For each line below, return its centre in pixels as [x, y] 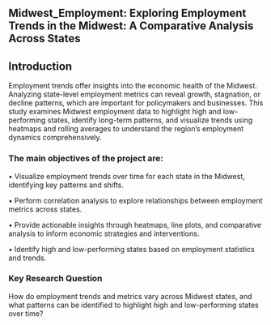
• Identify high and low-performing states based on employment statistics [131, 249]
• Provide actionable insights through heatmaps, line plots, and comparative [135, 225]
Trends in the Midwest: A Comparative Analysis [131, 26]
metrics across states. [45, 209]
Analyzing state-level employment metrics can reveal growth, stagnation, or [135, 94]
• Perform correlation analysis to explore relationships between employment [135, 200]
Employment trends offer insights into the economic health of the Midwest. [133, 86]
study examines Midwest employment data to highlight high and [115, 112]
